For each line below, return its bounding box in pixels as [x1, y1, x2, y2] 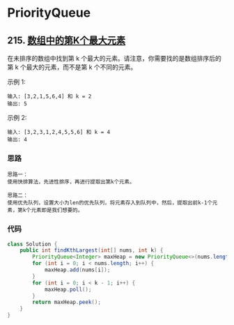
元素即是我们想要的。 [31, 207, 84, 214]
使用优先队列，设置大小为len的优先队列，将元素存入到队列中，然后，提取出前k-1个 [7, 199, 213, 206]
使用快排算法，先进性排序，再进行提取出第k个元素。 [7, 179, 135, 186]
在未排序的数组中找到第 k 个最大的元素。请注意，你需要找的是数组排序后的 [7, 54, 221, 62]
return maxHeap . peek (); [32, 298, 101, 306]
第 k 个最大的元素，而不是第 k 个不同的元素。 [7, 63, 137, 71]
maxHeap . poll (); [44, 286, 92, 293]
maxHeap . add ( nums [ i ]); [44, 266, 111, 273]
